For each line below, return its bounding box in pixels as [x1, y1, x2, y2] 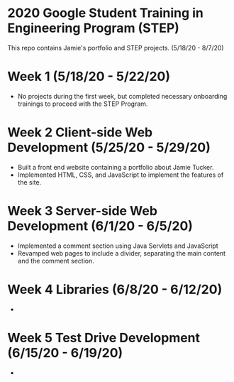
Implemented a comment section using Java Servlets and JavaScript [17, 241, 218, 250]
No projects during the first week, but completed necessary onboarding [17, 92, 228, 100]
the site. [17, 178, 42, 186]
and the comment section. [17, 256, 94, 265]
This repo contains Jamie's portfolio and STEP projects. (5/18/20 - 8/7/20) [7, 43, 225, 52]
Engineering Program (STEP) [7, 20, 179, 36]
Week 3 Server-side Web [7, 203, 158, 219]
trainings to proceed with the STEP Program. [17, 99, 148, 108]
